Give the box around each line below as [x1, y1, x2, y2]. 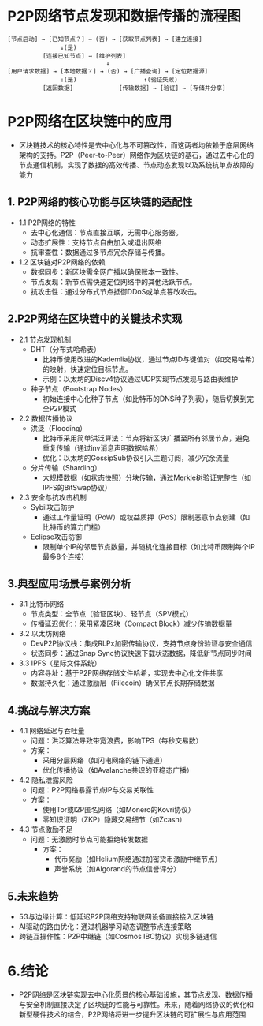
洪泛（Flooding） [30, 423, 87, 432]
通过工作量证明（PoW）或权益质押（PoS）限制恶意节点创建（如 [42, 512, 250, 522]
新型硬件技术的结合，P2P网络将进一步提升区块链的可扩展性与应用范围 [18, 1009, 246, 1019]
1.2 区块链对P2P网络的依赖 [18, 257, 106, 267]
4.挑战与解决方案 [7, 703, 91, 717]
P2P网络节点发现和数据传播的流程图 [7, 7, 241, 25]
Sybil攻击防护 [30, 502, 75, 511]
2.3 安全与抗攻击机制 [18, 492, 87, 502]
